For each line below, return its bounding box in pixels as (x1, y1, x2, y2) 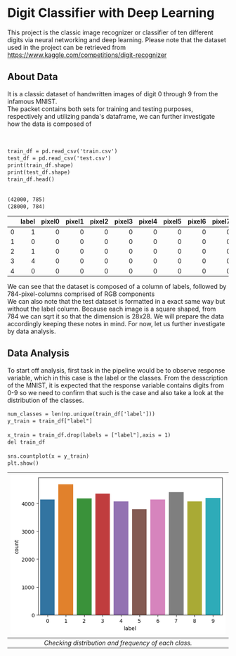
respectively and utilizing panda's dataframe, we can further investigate (7, 112, 216, 120)
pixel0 (41, 217, 60, 226)
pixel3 (114, 217, 133, 226)
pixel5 (163, 217, 182, 226)
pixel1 (65, 217, 84, 226)
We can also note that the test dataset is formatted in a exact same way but (7, 297, 225, 305)
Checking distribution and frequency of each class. (44, 638, 192, 647)
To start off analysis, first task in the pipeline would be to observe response (7, 366, 225, 374)
